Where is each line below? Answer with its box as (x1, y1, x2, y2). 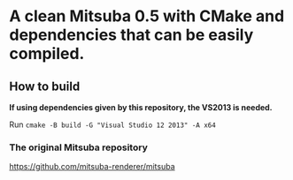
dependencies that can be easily (9, 25, 254, 45)
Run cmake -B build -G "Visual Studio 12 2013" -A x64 (9, 119, 217, 130)
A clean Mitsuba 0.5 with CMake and (9, 6, 285, 26)
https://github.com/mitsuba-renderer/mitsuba (9, 161, 175, 172)
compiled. (9, 44, 85, 64)
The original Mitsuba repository (9, 141, 148, 154)
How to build (9, 79, 81, 94)
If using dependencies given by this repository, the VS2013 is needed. (9, 102, 273, 112)
